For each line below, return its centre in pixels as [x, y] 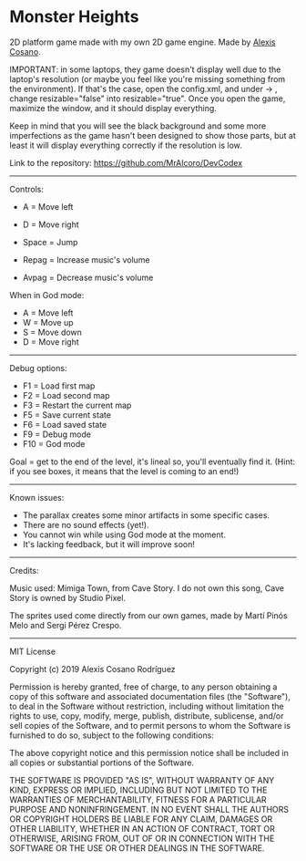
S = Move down [52, 332]
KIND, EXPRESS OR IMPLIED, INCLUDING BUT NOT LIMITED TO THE [138, 790]
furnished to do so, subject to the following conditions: [112, 735]
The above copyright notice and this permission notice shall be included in [149, 752]
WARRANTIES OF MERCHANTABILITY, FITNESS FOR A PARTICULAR [138, 799]
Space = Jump [50, 242]
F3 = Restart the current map [77, 405]
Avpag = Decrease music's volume [88, 277]
